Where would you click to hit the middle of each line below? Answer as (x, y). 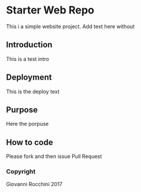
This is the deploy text (33, 91)
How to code (30, 142)
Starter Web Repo (50, 10)
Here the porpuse (27, 124)
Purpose (22, 110)
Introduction (29, 45)
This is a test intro (28, 59)
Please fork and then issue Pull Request (54, 156)
